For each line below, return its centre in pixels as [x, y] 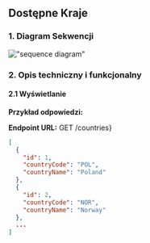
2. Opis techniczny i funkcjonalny [75, 74]
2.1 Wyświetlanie [37, 94]
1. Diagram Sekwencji [51, 36]
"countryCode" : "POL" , [61, 165]
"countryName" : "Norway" [65, 210]
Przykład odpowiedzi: [46, 111]
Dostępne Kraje [48, 13]
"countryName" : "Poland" [65, 173]
